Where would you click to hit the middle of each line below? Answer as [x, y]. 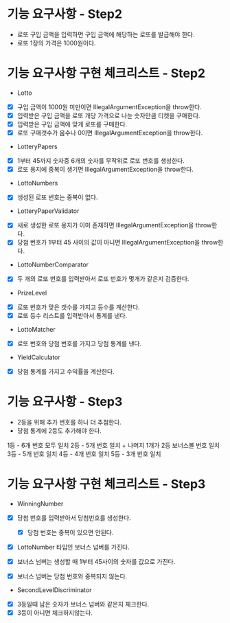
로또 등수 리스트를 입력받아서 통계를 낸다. [72, 315]
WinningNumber [40, 503]
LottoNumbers [37, 183]
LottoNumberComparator [53, 264]
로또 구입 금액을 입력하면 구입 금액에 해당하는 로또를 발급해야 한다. [106, 34]
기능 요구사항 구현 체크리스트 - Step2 [106, 73]
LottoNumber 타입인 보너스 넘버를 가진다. [73, 547]
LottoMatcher [36, 329]
